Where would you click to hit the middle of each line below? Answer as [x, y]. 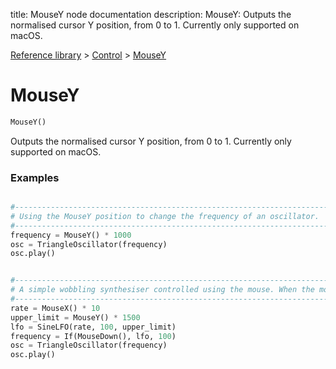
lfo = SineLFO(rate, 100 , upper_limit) [93, 327]
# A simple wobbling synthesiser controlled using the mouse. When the [162, 290]
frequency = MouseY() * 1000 [71, 235]
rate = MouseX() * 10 [55, 308]
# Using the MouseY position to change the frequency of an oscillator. [165, 216]
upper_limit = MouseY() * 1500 [75, 317]
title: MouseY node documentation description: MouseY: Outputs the [151, 14]
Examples [35, 177]
